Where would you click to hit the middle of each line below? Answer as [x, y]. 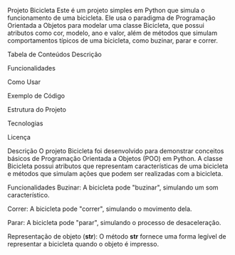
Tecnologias [25, 123]
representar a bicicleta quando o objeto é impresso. [83, 244]
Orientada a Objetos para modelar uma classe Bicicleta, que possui [106, 25]
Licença [19, 137]
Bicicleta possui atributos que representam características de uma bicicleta [118, 166]
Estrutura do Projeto [37, 109]
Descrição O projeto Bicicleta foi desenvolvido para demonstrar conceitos [116, 151]
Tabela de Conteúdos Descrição [54, 54]
